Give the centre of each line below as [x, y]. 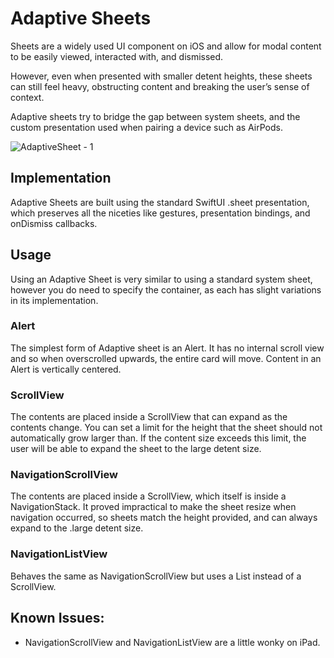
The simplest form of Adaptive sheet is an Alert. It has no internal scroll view [167, 348]
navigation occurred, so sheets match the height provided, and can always [164, 518]
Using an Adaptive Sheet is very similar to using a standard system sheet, [161, 279]
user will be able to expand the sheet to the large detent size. [136, 449]
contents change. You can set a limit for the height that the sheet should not [166, 428]
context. [27, 97]
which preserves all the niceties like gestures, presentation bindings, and [160, 213]
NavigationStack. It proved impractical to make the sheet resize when [153, 507]
